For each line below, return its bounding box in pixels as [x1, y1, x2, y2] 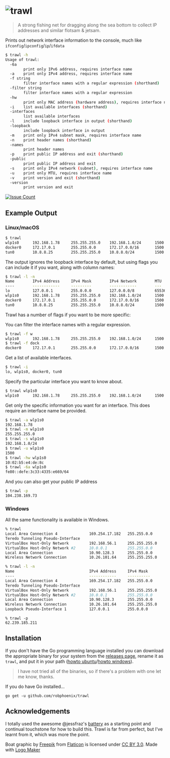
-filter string [10, 85, 42, 91]
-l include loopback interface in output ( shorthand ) [10, 118, 133, 124]
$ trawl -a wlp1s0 [5, 417, 44, 422]
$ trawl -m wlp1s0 [5, 427, 44, 432]
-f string [10, 76, 30, 81]
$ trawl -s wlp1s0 [5, 436, 44, 442]
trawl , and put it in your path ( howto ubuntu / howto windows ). [5, 658, 134, 664]
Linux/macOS [5, 224, 39, 231]
